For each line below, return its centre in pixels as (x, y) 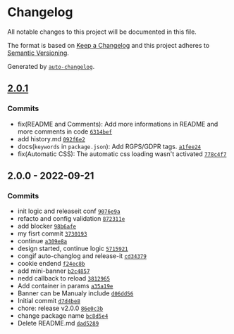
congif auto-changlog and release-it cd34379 (82, 256)
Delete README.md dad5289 (58, 323)
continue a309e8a (42, 241)
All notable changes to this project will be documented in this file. (102, 32)
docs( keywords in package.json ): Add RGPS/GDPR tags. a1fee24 (109, 146)
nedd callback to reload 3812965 (64, 278)
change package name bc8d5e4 (63, 316)
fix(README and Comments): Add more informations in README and (118, 124)
